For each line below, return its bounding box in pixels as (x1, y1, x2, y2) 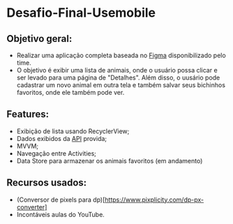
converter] (16, 202, 47, 211)
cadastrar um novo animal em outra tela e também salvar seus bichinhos (16, 81, 226, 89)
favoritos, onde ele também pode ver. (16, 89, 125, 96)
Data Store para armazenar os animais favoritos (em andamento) (16, 156, 203, 165)
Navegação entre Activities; (16, 149, 97, 158)
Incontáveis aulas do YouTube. (16, 210, 105, 218)
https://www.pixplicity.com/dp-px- (105, 195, 204, 204)
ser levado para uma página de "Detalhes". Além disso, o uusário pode (16, 73, 220, 82)
